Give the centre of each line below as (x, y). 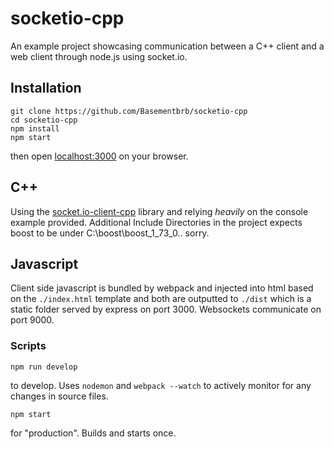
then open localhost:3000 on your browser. (99, 156)
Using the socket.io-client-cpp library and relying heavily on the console (159, 211)
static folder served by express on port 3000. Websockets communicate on (166, 309)
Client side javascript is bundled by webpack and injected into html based (162, 288)
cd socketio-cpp (44, 120)
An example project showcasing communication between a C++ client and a (167, 46)
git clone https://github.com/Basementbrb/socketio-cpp (129, 111)
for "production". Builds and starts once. (93, 433)
